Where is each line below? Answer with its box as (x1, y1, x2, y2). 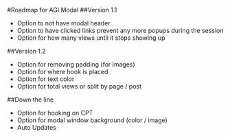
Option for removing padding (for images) (16, 60, 135, 68)
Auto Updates (16, 124, 56, 131)
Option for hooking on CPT (16, 109, 93, 117)
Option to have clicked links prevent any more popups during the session (16, 27, 225, 34)
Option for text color (16, 75, 75, 83)
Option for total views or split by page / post (16, 82, 142, 90)
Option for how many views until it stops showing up (16, 34, 165, 42)
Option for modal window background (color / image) (16, 116, 168, 124)
